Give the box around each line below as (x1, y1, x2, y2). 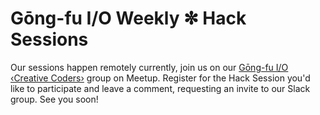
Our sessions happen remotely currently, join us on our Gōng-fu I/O (10, 61, 289, 73)
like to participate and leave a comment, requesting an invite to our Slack (10, 82, 311, 94)
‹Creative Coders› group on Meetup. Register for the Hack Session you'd (10, 72, 311, 84)
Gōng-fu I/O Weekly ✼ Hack (10, 7, 247, 30)
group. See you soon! (10, 93, 99, 105)
